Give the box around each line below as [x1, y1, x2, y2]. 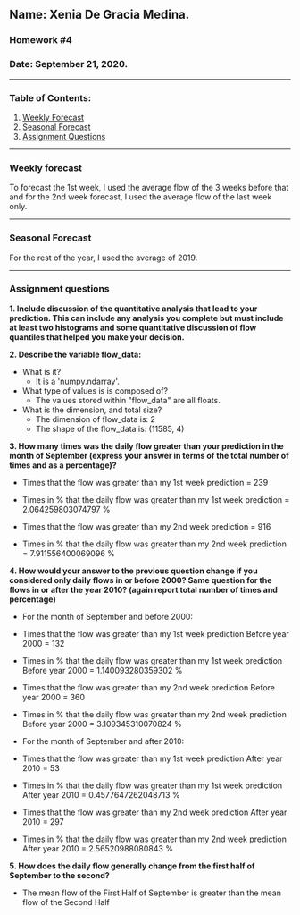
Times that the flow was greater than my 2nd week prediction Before [21, 682, 275, 692]
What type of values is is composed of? [21, 385, 168, 396]
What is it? [21, 366, 62, 377]
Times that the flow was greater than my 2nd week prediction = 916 [21, 521, 271, 531]
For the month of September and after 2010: [21, 735, 185, 746]
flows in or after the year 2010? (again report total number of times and [9, 584, 279, 595]
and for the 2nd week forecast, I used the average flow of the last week [9, 191, 272, 202]
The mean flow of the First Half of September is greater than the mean [21, 887, 281, 898]
